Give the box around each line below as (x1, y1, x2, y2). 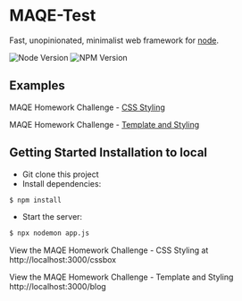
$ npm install (9, 196, 63, 205)
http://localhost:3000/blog (9, 281, 107, 292)
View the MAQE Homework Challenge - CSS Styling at (9, 245, 209, 255)
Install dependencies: (21, 178, 102, 188)
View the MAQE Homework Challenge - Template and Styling (9, 272, 234, 282)
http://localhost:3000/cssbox (9, 255, 117, 265)
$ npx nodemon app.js (9, 229, 90, 238)
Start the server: (21, 212, 83, 222)
